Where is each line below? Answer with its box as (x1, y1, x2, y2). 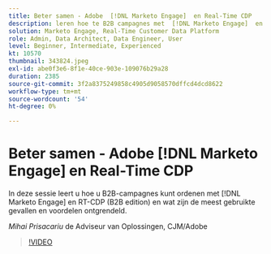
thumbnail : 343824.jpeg (8, 58, 89, 66)
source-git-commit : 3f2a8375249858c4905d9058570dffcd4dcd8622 (8, 80, 223, 88)
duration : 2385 (8, 72, 60, 80)
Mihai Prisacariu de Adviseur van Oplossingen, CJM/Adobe (8, 222, 209, 231)
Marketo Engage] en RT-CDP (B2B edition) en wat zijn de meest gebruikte (8, 197, 256, 207)
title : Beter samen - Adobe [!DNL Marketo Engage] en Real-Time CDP (8, 11, 252, 20)
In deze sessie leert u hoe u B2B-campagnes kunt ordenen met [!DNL (8, 188, 241, 199)
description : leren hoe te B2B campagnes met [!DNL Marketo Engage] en (8, 19, 264, 28)
